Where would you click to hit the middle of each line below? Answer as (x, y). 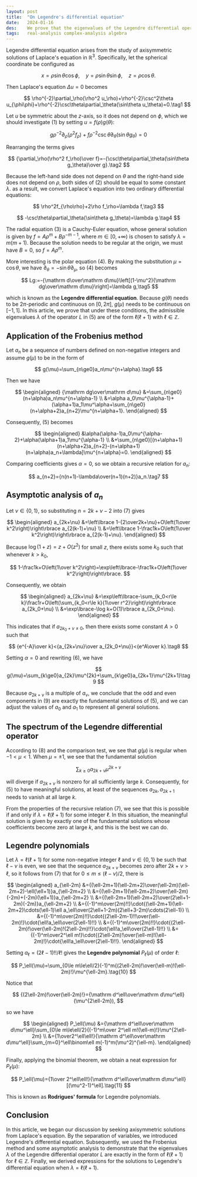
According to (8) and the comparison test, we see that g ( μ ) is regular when (96, 750)
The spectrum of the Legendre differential (84, 727)
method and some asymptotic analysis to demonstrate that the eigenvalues (97, 1148)
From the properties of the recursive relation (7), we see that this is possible (98, 808)
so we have (20, 1012)
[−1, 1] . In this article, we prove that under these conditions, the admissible (95, 311)
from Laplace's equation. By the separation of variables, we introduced (92, 1135)
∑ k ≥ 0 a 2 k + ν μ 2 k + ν (98, 769)
